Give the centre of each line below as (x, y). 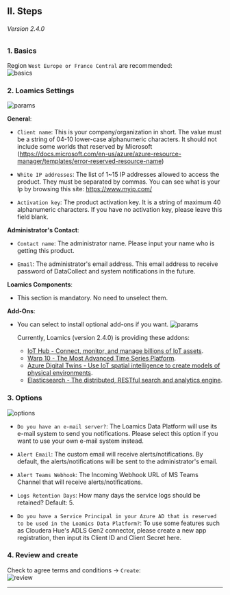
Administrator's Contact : (43, 230)
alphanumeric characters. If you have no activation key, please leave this (119, 210)
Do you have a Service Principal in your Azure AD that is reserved (117, 516)
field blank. (33, 217)
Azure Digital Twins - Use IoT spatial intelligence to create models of (124, 365)
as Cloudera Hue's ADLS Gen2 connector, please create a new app (112, 530)
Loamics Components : (40, 284)
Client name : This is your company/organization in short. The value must (119, 132)
